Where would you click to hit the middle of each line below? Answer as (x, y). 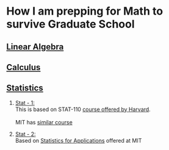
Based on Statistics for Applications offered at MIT (78, 140)
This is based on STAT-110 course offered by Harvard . (83, 109)
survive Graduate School (71, 24)
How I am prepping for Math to (85, 11)
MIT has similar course (44, 122)
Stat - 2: (25, 134)
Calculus (23, 67)
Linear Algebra (35, 47)
